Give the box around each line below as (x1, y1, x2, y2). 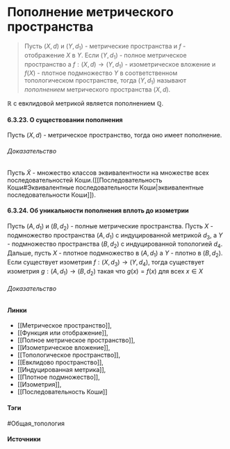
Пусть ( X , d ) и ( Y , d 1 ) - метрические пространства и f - (24, 42, 186, 52)
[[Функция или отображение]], (17, 329, 109, 337)
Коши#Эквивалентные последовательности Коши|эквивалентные (7, 183, 204, 192)
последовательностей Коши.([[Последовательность (7, 176, 163, 184)
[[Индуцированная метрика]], (17, 366, 106, 374)
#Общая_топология (7, 419, 65, 427)
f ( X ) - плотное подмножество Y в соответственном (24, 69, 178, 77)
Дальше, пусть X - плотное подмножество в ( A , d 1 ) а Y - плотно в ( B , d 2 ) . (7, 249, 223, 259)
